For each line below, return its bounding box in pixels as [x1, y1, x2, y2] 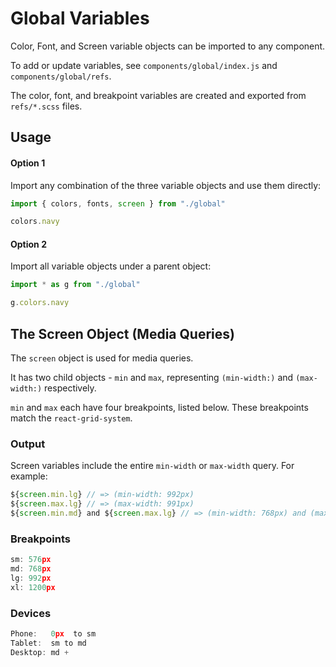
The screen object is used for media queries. [10, 352, 194, 364]
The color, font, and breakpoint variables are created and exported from [10, 89, 307, 101]
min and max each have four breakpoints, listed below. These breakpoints [10, 402, 309, 414]
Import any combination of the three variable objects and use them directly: [10, 179, 322, 191]
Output [10, 437, 46, 451]
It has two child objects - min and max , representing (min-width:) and [10, 372, 294, 384]
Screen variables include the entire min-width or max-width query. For [10, 460, 295, 472]
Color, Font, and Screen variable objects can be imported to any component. [10, 40, 326, 52]
